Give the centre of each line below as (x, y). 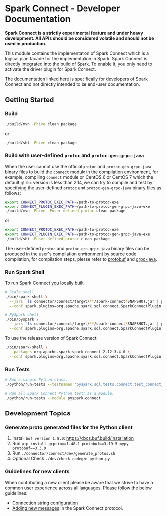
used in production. (26, 43)
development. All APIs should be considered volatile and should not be (80, 38)
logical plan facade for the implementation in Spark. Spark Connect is (76, 58)
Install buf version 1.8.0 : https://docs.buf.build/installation (73, 438)
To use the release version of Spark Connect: (51, 338)
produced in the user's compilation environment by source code (71, 254)
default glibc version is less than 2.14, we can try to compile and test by (79, 182)
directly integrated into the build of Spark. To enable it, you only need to (79, 64)
